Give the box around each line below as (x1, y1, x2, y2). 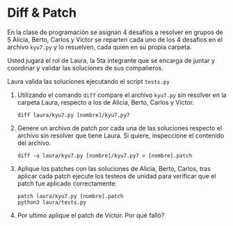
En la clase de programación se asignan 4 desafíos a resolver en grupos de (7, 28, 224, 36)
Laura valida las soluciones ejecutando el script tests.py (7, 77, 170, 85)
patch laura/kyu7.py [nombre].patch (17, 193, 124, 199)
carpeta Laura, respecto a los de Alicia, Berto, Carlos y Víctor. (17, 98, 195, 106)
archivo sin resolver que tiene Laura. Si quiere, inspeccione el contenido (17, 131, 225, 140)
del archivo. (17, 138, 51, 147)
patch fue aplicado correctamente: (17, 179, 117, 188)
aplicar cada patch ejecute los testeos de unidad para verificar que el (17, 172, 216, 180)
